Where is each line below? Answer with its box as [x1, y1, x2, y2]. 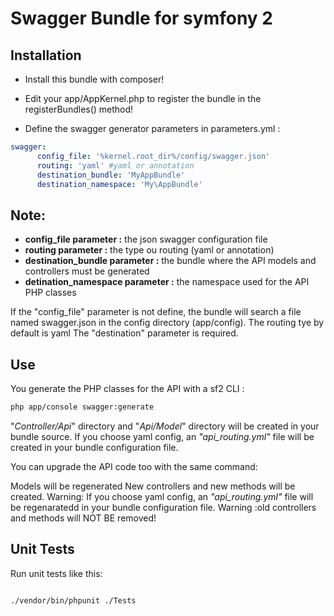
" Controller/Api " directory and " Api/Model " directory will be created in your [10, 420, 320, 432]
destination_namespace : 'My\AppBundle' [36, 179, 203, 189]
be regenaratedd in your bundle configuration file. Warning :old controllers [10, 501, 317, 513]
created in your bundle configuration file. [10, 441, 179, 453]
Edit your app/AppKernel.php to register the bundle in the [24, 93, 262, 104]
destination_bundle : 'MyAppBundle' [36, 170, 186, 180]
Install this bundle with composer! [24, 73, 165, 85]
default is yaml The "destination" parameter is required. [10, 327, 239, 339]
